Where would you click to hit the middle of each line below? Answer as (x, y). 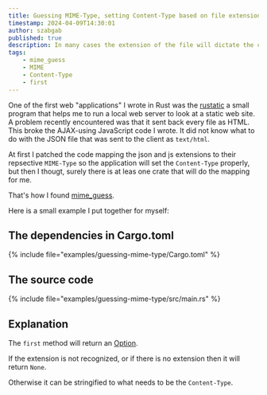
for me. (20, 179)
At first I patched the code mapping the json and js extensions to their (122, 154)
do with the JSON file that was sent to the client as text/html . (109, 139)
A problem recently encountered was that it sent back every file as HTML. (129, 122)
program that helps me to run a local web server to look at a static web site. (132, 113)
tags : (17, 53)
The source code (51, 280)
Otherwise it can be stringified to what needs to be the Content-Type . (121, 382)
